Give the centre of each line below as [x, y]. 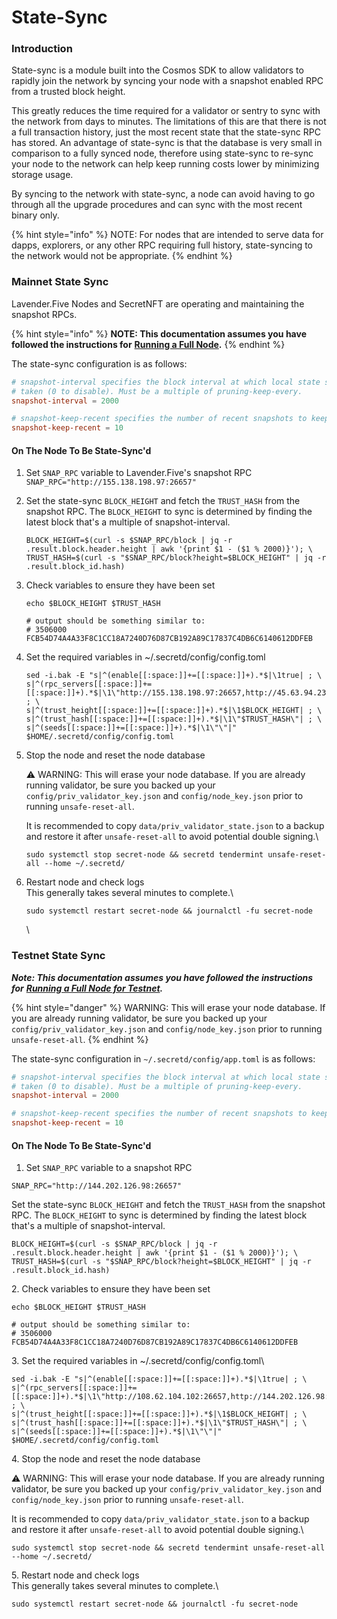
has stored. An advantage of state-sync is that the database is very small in [167, 143]
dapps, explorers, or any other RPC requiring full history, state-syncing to [162, 245]
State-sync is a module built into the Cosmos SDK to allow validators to [157, 70]
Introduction [42, 49]
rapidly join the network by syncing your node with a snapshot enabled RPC [167, 81]
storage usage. [42, 175]
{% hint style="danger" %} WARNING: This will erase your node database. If [168, 1007]
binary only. [35, 215]
